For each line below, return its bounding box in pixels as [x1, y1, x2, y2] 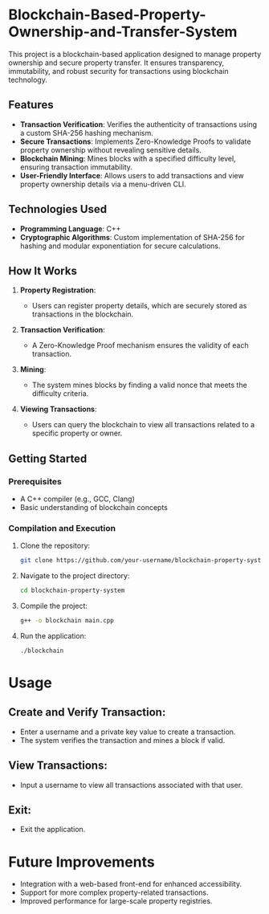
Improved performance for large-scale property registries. [19, 896, 213, 906]
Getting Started [8, 451, 88, 465]
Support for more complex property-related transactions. [19, 887, 209, 897]
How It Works [8, 263, 78, 278]
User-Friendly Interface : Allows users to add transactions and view [19, 170, 244, 180]
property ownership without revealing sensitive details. [19, 145, 202, 154]
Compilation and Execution [8, 522, 116, 533]
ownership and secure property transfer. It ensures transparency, [8, 58, 225, 67]
